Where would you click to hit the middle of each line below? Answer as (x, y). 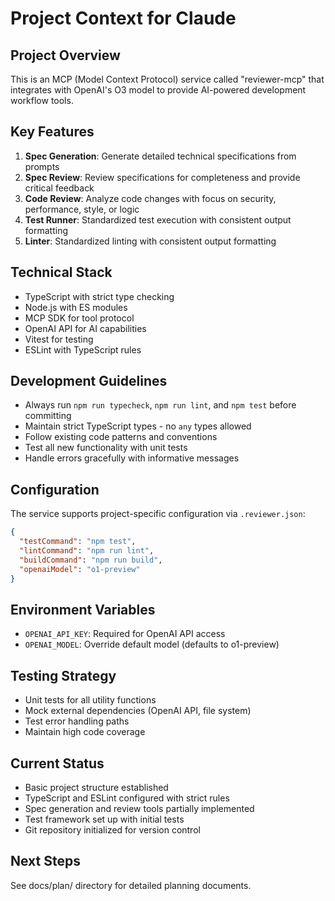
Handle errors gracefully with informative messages (132, 458)
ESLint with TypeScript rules (83, 349)
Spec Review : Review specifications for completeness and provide (162, 177)
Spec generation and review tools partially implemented (139, 808)
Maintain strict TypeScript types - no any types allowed (138, 426)
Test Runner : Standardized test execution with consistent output (158, 219)
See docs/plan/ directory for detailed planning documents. (131, 885)
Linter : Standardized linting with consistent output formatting (150, 241)
